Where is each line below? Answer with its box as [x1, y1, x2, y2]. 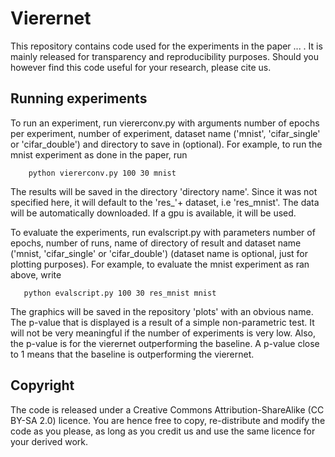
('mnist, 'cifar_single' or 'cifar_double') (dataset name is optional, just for [10, 247, 309, 259]
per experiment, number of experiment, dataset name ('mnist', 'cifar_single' [10, 127, 321, 139]
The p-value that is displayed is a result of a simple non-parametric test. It [10, 316, 315, 328]
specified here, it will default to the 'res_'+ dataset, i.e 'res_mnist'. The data [10, 196, 320, 208]
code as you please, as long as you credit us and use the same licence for [10, 425, 316, 437]
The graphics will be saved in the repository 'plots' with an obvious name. [10, 305, 314, 317]
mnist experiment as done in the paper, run [10, 148, 188, 161]
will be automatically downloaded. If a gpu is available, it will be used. [10, 207, 297, 219]
